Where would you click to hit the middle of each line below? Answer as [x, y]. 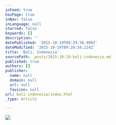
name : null [21, 76]
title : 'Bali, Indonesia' [32, 52]
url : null [20, 85]
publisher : [17, 71]
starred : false [21, 29]
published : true [22, 61]
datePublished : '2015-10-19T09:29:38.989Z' [51, 43]
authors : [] [18, 66]
